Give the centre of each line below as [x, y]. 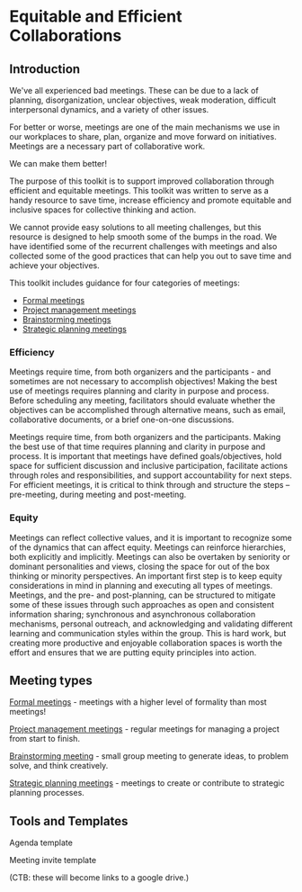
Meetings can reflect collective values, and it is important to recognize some [151, 537]
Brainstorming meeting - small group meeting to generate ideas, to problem [149, 756]
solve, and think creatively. [59, 766]
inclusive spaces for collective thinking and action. [103, 210]
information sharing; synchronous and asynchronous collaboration [133, 614]
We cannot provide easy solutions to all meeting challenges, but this [136, 227]
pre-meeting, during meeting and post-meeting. [98, 495]
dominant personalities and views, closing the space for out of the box [140, 566]
